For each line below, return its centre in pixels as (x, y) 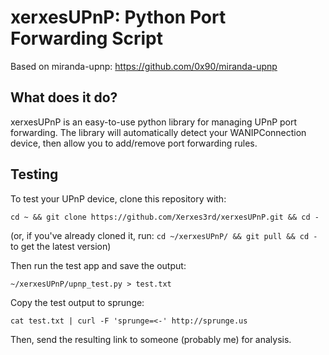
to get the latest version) (61, 246)
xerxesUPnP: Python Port (118, 17)
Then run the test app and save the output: (98, 265)
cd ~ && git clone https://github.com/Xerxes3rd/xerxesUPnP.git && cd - (165, 217)
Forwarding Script (86, 38)
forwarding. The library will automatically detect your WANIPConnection (158, 132)
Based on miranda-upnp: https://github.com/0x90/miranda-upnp (144, 66)
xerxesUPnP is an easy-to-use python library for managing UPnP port (154, 122)
